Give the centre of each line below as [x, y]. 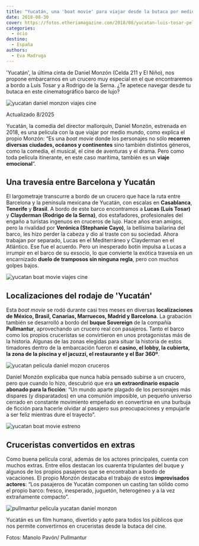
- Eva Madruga [29, 56]
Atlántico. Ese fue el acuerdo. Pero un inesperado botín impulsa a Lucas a [96, 247]
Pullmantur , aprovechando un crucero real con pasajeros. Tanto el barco [95, 329]
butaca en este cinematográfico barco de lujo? [63, 91]
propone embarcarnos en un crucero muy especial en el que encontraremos [99, 79]
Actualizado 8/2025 [30, 114]
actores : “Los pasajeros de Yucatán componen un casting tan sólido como [97, 484]
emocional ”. [21, 163]
